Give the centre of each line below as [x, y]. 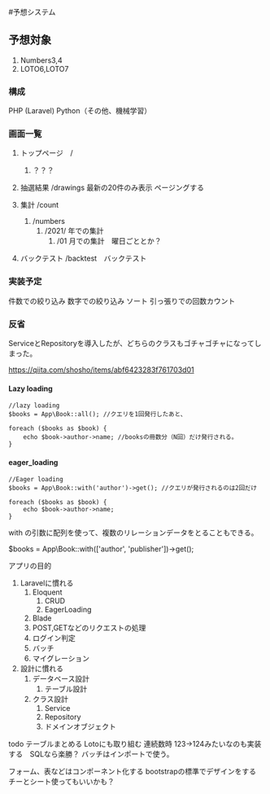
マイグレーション [61, 659]
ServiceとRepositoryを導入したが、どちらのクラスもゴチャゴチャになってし [135, 343]
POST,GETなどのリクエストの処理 [89, 628]
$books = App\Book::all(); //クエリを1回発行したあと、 [98, 415]
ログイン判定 [54, 638]
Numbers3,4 [41, 60]
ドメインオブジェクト [80, 726]
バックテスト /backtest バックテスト [83, 258]
